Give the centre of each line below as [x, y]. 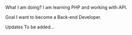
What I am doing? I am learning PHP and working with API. [66, 7]
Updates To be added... [30, 27]
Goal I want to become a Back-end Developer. [53, 17]
